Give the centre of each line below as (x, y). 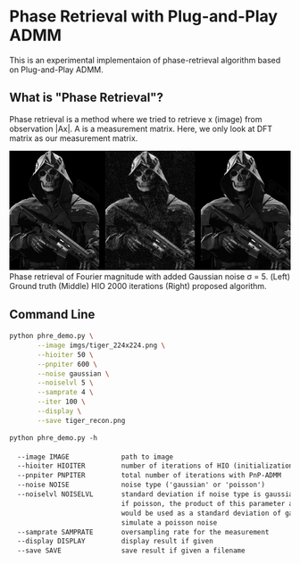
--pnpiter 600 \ (67, 364)
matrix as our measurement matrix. (74, 138)
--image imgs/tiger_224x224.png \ (101, 345)
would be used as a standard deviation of (201, 513)
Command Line (52, 314)
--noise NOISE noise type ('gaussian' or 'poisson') (142, 485)
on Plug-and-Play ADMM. (57, 70)
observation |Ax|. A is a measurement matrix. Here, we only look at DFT (141, 129)
